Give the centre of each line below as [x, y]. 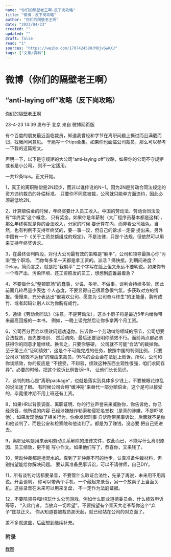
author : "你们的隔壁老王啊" [32, 19]
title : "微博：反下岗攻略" [31, 15]
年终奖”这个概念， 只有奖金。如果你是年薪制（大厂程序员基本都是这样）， [88, 217]
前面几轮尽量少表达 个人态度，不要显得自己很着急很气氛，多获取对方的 [80, 290]
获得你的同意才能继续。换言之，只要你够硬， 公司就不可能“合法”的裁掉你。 [84, 344]
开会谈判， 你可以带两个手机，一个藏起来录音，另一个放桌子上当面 [84, 481]
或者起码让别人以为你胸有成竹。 [48, 303]
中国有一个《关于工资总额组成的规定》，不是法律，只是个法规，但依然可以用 [85, 237]
